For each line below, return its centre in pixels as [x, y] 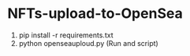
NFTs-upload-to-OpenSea [95, 14]
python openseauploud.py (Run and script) [88, 43]
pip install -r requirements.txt [66, 35]
